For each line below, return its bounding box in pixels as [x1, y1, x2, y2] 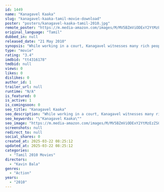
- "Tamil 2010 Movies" [9, 152, 56, 157]
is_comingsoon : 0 [5, 103, 41, 107]
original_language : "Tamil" [5, 30, 62, 35]
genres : [5, 166, 21, 171]
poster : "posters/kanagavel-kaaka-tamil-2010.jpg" [5, 21, 110, 26]
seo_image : [5, 121, 27, 126]
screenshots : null [5, 125, 42, 130]
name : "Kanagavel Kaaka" [5, 12, 56, 17]
